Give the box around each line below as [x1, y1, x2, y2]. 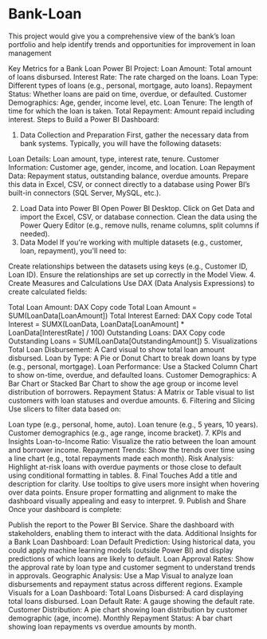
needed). [19, 228, 50, 238]
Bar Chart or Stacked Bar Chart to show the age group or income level [8, 379, 239, 388]
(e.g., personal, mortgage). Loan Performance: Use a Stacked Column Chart [8, 361, 258, 371]
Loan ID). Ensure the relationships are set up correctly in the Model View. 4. [8, 269, 257, 280]
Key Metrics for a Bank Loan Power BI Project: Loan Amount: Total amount [8, 63, 253, 73]
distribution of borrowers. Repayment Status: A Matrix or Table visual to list [8, 387, 255, 396]
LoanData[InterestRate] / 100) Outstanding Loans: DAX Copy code [8, 327, 226, 337]
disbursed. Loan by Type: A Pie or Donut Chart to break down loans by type [8, 353, 257, 363]
